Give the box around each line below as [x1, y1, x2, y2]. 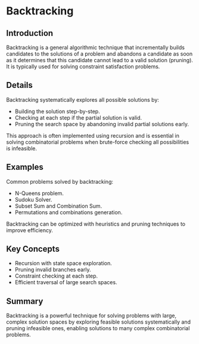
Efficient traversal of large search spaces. [14, 279, 117, 286]
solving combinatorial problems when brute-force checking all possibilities [6, 138, 189, 145]
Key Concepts [6, 244, 60, 254]
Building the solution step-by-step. [14, 108, 100, 115]
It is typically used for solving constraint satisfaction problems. [6, 63, 160, 70]
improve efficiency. [6, 226, 54, 234]
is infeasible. [6, 145, 38, 152]
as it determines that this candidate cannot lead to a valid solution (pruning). [6, 57, 194, 63]
